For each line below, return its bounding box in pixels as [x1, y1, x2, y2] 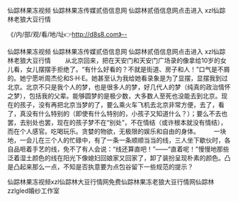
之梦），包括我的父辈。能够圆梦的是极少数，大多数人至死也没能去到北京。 [7, 91, 222, 100]
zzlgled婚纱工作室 [7, 186, 60, 195]
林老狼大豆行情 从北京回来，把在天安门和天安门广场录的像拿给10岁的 [7, 56, 221, 64]
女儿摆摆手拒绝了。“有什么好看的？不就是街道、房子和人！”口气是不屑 [25, 65, 230, 73]
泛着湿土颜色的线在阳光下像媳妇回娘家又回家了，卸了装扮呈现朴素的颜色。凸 [7, 154, 231, 162]
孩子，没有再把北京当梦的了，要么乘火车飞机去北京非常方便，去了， [19, 101, 218, 108]
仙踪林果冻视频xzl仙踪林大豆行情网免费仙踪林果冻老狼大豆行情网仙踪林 [7, 178, 215, 186]
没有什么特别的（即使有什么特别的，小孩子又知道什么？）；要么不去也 [25, 109, 228, 118]
